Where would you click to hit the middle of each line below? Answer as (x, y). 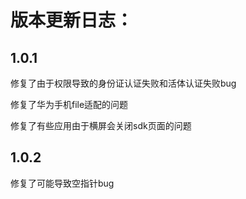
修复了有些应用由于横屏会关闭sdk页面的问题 (101, 125)
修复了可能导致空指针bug (62, 183)
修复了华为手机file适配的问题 (69, 104)
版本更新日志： (72, 20)
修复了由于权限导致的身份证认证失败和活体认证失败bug (123, 83)
